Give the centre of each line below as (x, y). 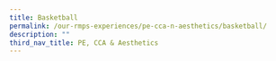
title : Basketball (44, 17)
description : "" (40, 34)
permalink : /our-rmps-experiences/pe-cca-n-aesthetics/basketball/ (138, 26)
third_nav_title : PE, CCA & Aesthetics (84, 43)
